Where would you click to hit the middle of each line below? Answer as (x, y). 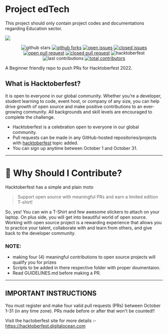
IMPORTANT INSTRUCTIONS (51, 294)
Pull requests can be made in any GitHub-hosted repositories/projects (84, 137)
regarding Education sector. (34, 28)
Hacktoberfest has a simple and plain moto (49, 187)
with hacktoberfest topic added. (45, 143)
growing (14, 112)
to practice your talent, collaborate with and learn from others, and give (79, 228)
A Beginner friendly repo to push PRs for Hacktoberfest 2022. (69, 68)
